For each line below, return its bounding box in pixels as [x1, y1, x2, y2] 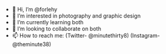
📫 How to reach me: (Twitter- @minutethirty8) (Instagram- [12, 32, 160, 39]
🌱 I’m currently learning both [12, 19, 84, 25]
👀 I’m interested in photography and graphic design [12, 12, 141, 19]
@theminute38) [12, 41, 52, 48]
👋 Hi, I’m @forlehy [12, 6, 58, 13]
